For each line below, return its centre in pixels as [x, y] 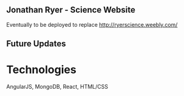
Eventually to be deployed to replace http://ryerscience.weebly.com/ [92, 24]
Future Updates [36, 44]
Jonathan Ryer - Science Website [71, 10]
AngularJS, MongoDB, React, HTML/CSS [57, 87]
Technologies [42, 70]
